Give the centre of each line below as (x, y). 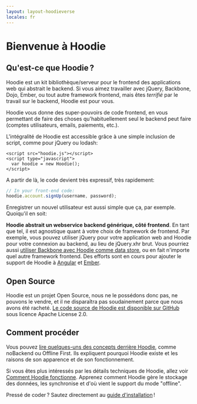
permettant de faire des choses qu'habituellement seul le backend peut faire (98, 119)
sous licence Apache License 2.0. (47, 314)
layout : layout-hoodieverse (41, 12)
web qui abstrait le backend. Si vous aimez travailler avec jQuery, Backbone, (98, 88)
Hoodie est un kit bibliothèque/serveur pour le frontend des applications (94, 82)
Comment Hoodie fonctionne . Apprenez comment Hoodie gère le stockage (97, 377)
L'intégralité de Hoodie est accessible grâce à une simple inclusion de (91, 136)
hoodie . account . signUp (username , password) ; (61, 196)
